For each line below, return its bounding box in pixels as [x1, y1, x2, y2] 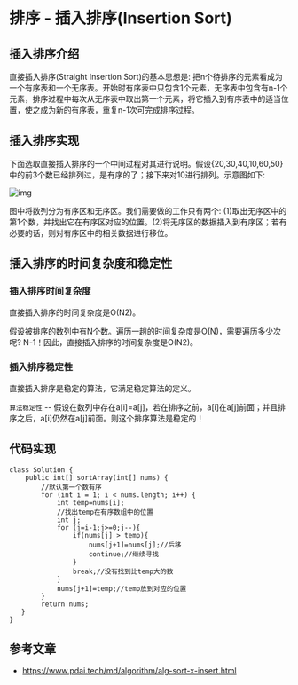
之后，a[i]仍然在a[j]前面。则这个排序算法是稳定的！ [16, 413, 205, 423]
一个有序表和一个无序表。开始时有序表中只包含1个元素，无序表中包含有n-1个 [9, 83, 288, 93]
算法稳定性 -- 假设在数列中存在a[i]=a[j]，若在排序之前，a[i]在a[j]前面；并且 [9, 401, 278, 413]
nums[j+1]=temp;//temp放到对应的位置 [56, 584, 187, 593]
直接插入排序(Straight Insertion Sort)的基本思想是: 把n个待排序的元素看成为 [9, 72, 284, 82]
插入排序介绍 [9, 46, 80, 61]
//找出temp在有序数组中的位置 [56, 508, 153, 516]
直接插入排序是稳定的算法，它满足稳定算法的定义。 [9, 382, 196, 393]
